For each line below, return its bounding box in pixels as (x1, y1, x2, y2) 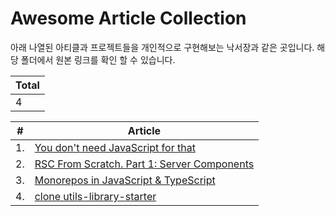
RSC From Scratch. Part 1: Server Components (34, 157, 255, 171)
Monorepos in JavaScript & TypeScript (34, 173, 216, 187)
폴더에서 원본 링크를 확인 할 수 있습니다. (20, 53, 176, 66)
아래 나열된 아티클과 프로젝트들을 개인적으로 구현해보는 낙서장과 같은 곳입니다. (10, 41, 315, 53)
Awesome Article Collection (10, 7, 247, 30)
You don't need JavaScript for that (34, 140, 196, 154)
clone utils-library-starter (34, 189, 157, 203)
